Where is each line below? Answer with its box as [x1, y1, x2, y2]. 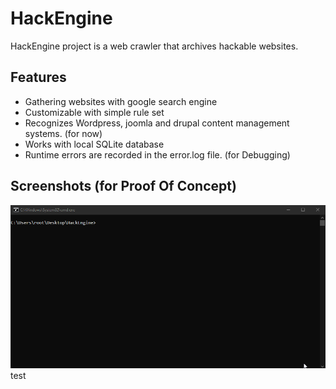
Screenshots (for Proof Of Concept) [10, 178, 237, 195]
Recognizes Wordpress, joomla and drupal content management [24, 117, 290, 129]
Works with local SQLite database [24, 138, 165, 150]
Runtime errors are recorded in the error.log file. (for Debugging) [24, 148, 291, 161]
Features [10, 69, 67, 86]
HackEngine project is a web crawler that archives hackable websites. [10, 40, 299, 52]
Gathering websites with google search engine [24, 95, 218, 107]
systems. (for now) [24, 127, 103, 139]
